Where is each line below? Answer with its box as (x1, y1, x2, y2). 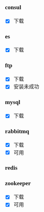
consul (5, 3, 22, 11)
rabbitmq (5, 127, 30, 135)
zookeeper (5, 179, 31, 187)
